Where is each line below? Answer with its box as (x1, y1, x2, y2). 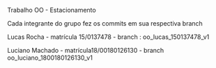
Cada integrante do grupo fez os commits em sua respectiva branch (7, 19, 203, 27)
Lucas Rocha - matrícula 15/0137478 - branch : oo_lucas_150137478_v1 (7, 33, 210, 41)
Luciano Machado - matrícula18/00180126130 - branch (7, 46, 164, 54)
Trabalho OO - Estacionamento (7, 6, 96, 14)
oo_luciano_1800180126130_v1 (7, 53, 93, 62)
